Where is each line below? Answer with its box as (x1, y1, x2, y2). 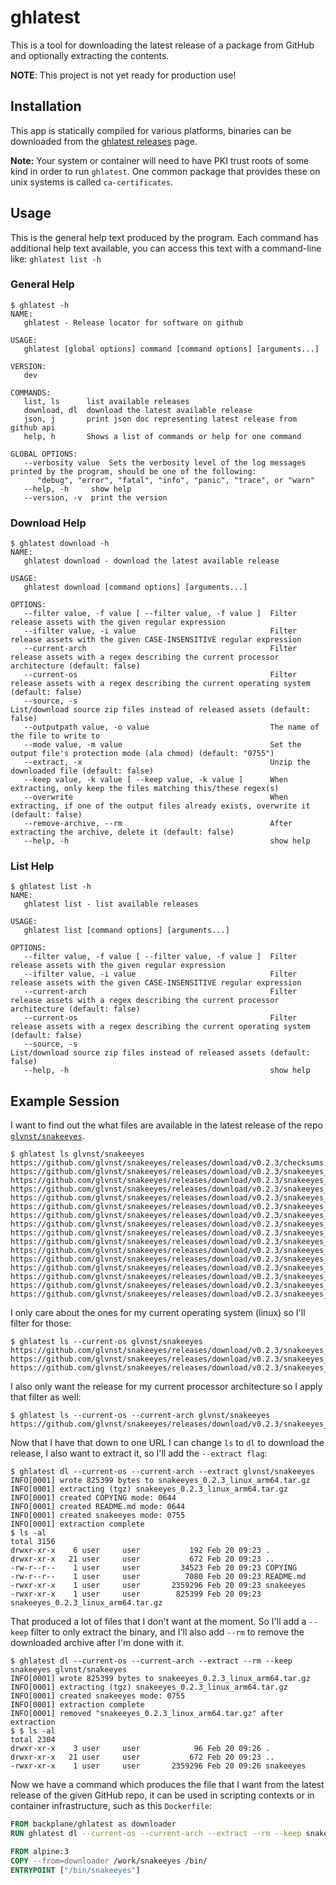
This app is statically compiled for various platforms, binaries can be (10, 124, 292, 136)
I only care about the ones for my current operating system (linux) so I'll (10, 1307, 306, 1319)
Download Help (10, 516, 87, 530)
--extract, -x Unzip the (23, 757, 311, 768)
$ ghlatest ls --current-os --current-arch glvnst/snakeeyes (10, 1411, 271, 1421)
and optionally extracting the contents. (10, 49, 170, 61)
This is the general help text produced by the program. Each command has (10, 231, 319, 243)
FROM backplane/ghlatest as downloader (10, 1819, 177, 1830)
